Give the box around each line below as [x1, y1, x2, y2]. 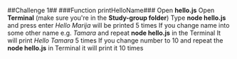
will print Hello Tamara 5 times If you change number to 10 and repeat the [7, 36, 223, 45]
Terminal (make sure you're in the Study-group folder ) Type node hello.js [7, 14, 226, 22]
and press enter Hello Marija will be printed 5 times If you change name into [7, 21, 230, 29]
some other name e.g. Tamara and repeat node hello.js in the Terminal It [7, 28, 221, 37]
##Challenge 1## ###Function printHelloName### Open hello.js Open [7, 6, 215, 14]
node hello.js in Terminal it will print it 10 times [7, 44, 144, 52]
